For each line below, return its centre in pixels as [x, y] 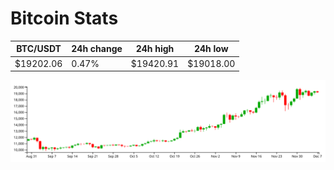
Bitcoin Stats [64, 18]
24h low [211, 49]
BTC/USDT [39, 49]
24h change [97, 49]
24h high [155, 49]
